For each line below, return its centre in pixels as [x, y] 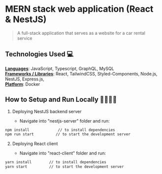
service [25, 38]
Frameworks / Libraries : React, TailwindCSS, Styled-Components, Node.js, [81, 74]
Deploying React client [35, 144]
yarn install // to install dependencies [56, 162]
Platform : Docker [23, 84]
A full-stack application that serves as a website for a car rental [81, 33]
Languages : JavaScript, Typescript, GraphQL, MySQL [60, 68]
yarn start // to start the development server [65, 167]
